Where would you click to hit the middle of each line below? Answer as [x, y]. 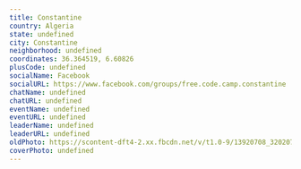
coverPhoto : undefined [52, 150]
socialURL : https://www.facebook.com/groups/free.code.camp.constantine [148, 84]
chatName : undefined [48, 92]
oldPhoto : [28, 142]
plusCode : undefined [48, 68]
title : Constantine [46, 17]
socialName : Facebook [50, 76]
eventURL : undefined [48, 117]
